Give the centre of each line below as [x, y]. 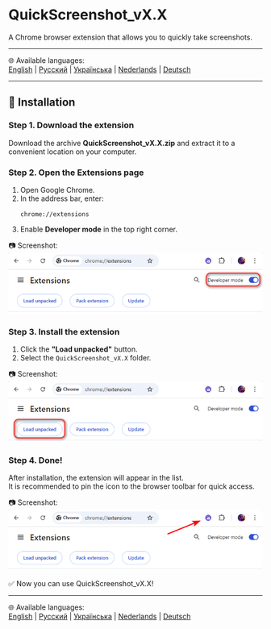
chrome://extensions [54, 214]
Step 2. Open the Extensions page [76, 173]
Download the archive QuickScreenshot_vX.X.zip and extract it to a [122, 143]
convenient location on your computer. [73, 152]
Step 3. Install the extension [64, 331]
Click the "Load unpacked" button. [79, 349]
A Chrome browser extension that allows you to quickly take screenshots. [130, 37]
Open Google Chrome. [57, 190]
